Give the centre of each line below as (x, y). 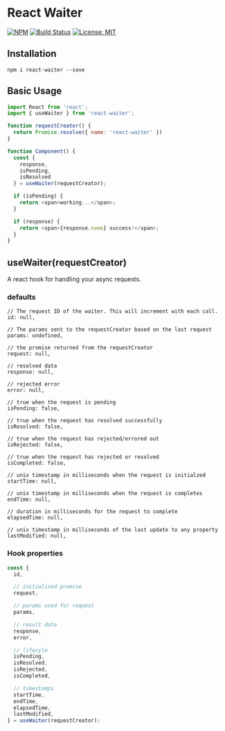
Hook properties (35, 553)
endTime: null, (29, 500)
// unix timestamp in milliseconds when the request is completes (105, 494)
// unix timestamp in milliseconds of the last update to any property (112, 530)
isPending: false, (34, 409)
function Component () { (42, 151)
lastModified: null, (37, 536)
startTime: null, (32, 481)
